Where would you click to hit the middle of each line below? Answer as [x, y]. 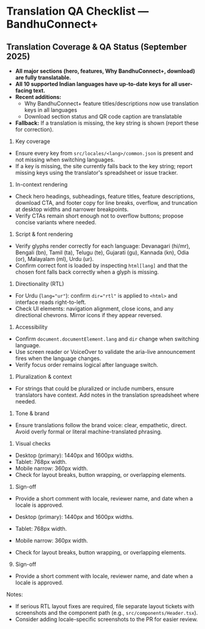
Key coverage [33, 141]
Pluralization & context [43, 377]
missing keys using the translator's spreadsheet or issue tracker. [97, 173]
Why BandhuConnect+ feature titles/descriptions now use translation [111, 103]
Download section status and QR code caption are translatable [103, 116]
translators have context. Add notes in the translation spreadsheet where [107, 395]
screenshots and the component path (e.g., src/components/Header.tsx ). [106, 613]
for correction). [34, 129]
